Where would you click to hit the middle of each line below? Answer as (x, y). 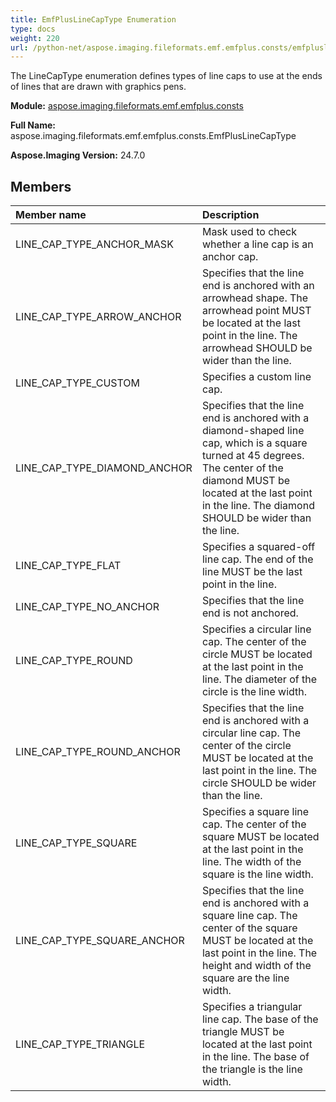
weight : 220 (35, 38)
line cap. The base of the (260, 1019)
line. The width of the (251, 862)
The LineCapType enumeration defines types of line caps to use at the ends (166, 76)
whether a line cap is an (257, 244)
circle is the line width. (254, 692)
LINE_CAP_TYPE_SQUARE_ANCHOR (100, 941)
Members (41, 186)
